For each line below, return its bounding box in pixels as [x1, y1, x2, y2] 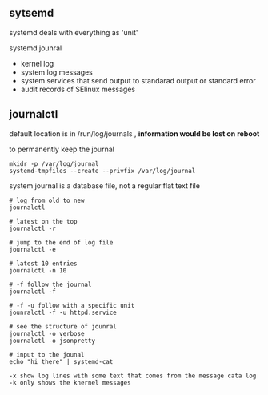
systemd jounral [9, 43, 62, 53]
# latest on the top [9, 217, 78, 225]
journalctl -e [9, 245, 57, 253]
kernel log [20, 58, 54, 68]
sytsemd [9, 6, 54, 20]
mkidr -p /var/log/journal [9, 159, 99, 167]
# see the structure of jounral [9, 322, 117, 331]
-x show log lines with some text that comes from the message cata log [9, 372, 257, 380]
